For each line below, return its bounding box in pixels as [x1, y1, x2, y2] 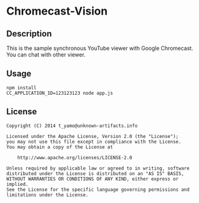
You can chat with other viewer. [6, 51, 86, 58]
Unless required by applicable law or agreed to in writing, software [6, 165, 190, 171]
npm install [6, 84, 37, 91]
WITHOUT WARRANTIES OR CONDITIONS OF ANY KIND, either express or [6, 176, 179, 182]
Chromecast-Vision [6, 4, 108, 18]
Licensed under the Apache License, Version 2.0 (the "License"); [6, 133, 179, 139]
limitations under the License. [6, 191, 89, 198]
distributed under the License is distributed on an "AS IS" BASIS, [6, 170, 184, 177]
